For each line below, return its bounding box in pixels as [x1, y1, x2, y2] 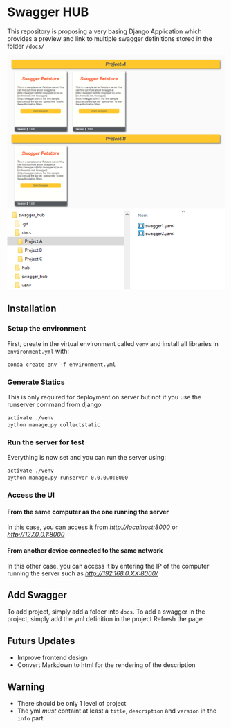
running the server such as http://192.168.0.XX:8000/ [7, 569, 158, 578]
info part [17, 714, 44, 722]
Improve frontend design [17, 653, 88, 662]
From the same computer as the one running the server [7, 508, 169, 516]
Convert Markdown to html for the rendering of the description [17, 661, 196, 669]
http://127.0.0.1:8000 [7, 530, 65, 539]
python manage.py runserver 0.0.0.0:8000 [7, 474, 129, 482]
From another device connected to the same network [7, 546, 163, 555]
